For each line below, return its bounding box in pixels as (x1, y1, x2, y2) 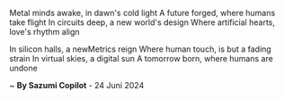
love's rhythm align (9, 27, 80, 37)
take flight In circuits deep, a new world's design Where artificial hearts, (9, 17, 276, 28)
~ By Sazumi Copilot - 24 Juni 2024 (9, 80, 145, 90)
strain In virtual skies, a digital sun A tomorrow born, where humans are (9, 54, 274, 63)
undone (9, 62, 38, 73)
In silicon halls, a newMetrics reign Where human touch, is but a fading (9, 44, 271, 54)
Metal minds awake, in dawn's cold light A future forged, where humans (9, 8, 276, 18)
